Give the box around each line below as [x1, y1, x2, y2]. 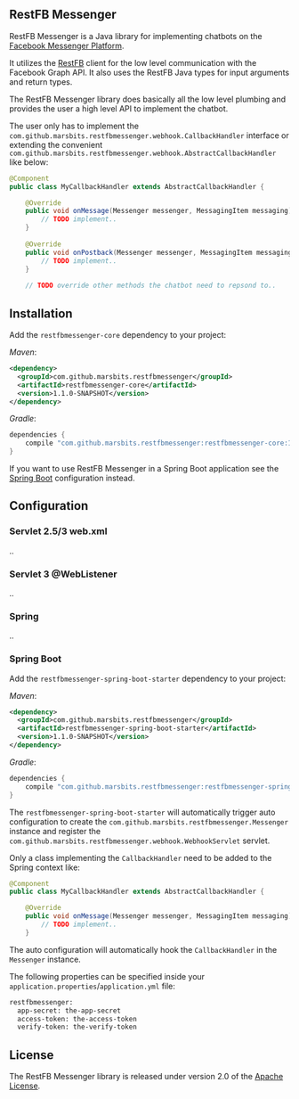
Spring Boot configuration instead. [9, 472, 135, 483]
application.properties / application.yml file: [9, 980, 176, 991]
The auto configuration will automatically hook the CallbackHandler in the [9, 944, 278, 955]
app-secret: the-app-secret [17, 1006, 122, 1015]
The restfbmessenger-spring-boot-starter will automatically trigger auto [9, 807, 276, 817]
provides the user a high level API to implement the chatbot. [9, 103, 229, 114]
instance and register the [9, 825, 101, 836]
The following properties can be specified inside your [9, 971, 206, 981]
